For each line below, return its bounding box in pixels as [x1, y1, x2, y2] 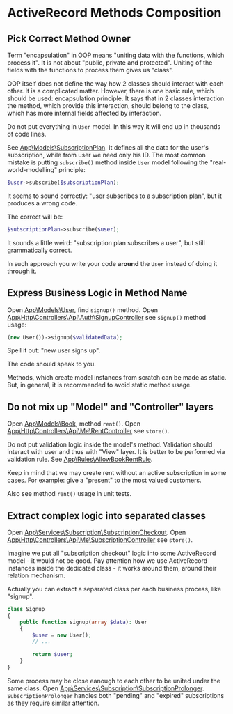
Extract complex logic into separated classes [7, 510, 207, 522]
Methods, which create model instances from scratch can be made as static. [7, 373, 227, 382]
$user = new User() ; [32, 632, 92, 639]
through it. [7, 267, 37, 275]
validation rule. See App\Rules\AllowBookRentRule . [7, 455, 153, 464]
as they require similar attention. [7, 699, 99, 707]
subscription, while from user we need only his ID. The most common [7, 151, 207, 159]
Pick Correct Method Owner [7, 33, 131, 45]
